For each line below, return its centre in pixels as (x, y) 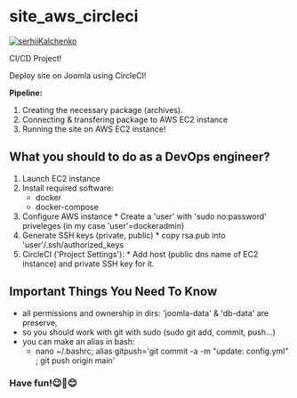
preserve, (40, 322)
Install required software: (68, 188)
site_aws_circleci (74, 16)
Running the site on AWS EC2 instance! (94, 129)
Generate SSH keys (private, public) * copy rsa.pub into (124, 235)
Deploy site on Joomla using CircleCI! (78, 75)
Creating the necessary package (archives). (103, 110)
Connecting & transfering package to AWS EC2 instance (125, 119)
